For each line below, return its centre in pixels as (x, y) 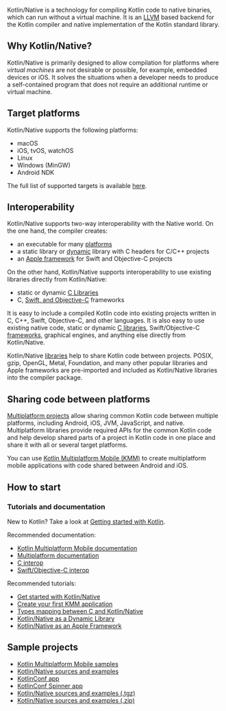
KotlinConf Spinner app (50, 686)
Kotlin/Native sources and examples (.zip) (76, 700)
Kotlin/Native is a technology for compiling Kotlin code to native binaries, (110, 10)
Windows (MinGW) (43, 165)
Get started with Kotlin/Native (59, 596)
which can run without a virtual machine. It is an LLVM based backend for (111, 17)
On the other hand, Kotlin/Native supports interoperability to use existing (109, 272)
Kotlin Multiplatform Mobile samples (67, 664)
